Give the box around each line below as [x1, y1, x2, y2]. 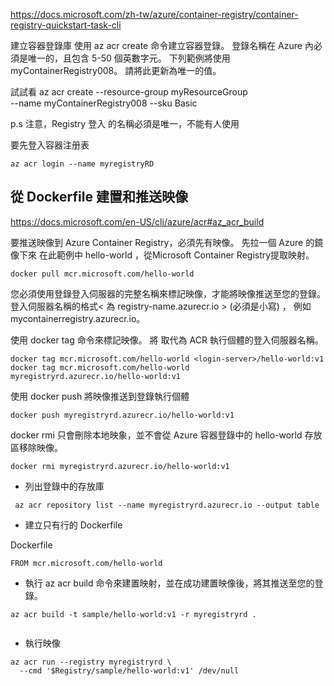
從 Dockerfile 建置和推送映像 [10, 189, 188, 206]
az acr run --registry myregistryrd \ [10, 657, 172, 667]
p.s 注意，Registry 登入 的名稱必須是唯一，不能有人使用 [10, 118, 240, 129]
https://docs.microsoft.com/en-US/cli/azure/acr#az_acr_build [10, 215, 265, 228]
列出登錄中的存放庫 [24, 480, 105, 492]
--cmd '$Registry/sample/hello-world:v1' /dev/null [19, 665, 240, 676]
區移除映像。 [10, 441, 63, 453]
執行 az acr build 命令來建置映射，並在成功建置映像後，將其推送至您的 [24, 577, 315, 589]
